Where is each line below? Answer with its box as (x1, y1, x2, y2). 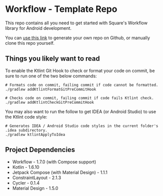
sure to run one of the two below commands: (5, 73, 97, 79)
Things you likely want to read (5, 55, 100, 63)
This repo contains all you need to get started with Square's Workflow (5, 20, 148, 26)
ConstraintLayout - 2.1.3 (12, 175, 61, 181)
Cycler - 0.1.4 (12, 180, 40, 186)
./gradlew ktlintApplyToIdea (5, 132, 65, 137)
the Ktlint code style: (5, 114, 48, 120)
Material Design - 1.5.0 (12, 185, 58, 191)
